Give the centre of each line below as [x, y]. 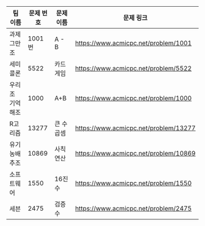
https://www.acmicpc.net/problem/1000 [134, 98]
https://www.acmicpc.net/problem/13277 [135, 128]
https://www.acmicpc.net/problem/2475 [134, 209]
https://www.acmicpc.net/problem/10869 [135, 153]
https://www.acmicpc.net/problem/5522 [134, 68]
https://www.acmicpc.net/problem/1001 [134, 43]
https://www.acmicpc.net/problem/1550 [134, 183]
